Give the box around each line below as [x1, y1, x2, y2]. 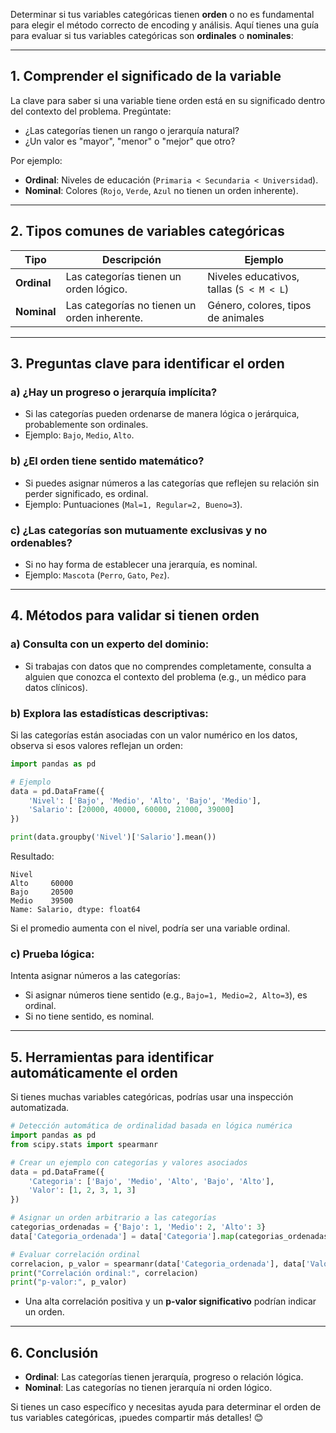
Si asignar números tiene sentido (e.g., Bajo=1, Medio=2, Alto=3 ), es [24, 989, 308, 1001]
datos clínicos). [24, 681, 88, 693]
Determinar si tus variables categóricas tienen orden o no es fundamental [10, 9, 315, 20]
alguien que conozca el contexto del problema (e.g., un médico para [24, 670, 307, 683]
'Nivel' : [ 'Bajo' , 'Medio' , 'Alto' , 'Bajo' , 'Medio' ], [28, 795, 262, 806]
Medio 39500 [10, 896, 74, 906]
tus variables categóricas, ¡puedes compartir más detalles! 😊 [10, 1412, 264, 1424]
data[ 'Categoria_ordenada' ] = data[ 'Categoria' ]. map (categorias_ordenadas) [10, 1231, 333, 1241]
